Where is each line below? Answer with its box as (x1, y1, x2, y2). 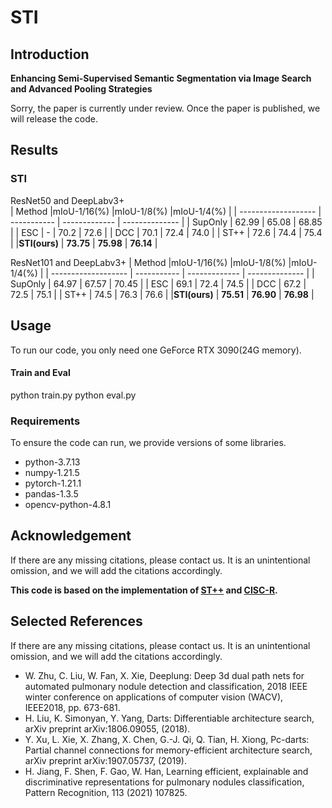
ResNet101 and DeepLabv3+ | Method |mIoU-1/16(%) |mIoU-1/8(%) (10, 256, 287, 268)
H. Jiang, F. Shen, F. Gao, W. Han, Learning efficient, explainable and (24, 765, 309, 777)
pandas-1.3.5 (24, 488, 79, 500)
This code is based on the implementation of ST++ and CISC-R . (10, 584, 278, 596)
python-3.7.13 (24, 456, 81, 468)
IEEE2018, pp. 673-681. (24, 701, 121, 713)
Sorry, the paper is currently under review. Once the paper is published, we (10, 102, 321, 114)
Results (10, 142, 59, 159)
